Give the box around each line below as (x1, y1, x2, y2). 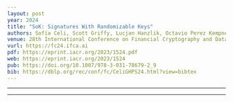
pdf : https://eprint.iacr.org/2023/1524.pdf (7, 49, 138, 56)
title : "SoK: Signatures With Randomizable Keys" (7, 23, 154, 30)
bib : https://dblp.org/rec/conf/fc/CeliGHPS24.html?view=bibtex (7, 68, 197, 75)
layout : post (7, 10, 45, 17)
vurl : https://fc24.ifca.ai (7, 42, 89, 49)
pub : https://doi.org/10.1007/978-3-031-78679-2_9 (7, 62, 157, 69)
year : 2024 (7, 17, 39, 24)
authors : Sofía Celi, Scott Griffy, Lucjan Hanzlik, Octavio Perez (7, 29, 207, 37)
